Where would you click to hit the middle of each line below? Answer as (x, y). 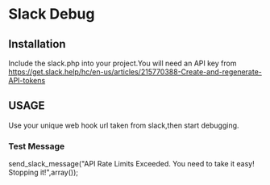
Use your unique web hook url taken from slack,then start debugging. (124, 125)
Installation (37, 44)
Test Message (37, 146)
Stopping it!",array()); (44, 172)
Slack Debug (52, 14)
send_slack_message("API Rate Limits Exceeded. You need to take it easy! (132, 164)
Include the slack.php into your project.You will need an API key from (123, 63)
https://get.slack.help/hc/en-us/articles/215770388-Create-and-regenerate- (135, 72)
